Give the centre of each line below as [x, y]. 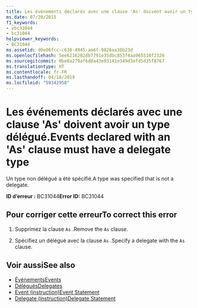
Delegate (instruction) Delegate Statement [65, 298]
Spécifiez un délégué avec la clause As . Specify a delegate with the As [100, 240]
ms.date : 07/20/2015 [32, 17]
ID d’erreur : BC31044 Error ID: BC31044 [55, 196]
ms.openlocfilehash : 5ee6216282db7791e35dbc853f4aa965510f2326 [85, 55]
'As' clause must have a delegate [88, 150]
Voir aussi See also [41, 265]
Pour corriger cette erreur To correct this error [92, 215]
